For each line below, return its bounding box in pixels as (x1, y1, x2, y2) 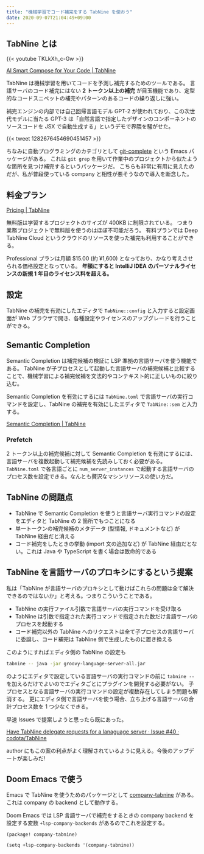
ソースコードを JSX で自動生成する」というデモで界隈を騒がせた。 (6, 123, 174, 130)
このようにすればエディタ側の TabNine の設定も (6, 648, 126, 656)
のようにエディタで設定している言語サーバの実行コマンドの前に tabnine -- (6, 672, 195, 679)
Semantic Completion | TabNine (6, 420, 86, 427)
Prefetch (6, 435, 33, 444)
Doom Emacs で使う (6, 774, 83, 784)
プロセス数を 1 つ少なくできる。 (11, 702, 91, 710)
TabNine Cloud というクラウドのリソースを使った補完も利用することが (6, 234, 184, 242)
